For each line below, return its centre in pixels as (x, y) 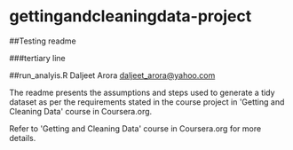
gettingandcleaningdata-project (131, 16)
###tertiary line (38, 58)
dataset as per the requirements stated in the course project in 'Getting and (147, 102)
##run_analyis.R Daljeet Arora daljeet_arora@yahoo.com (112, 75)
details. (23, 138)
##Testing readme (43, 41)
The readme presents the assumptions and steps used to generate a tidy (142, 92)
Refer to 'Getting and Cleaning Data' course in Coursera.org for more (135, 128)
